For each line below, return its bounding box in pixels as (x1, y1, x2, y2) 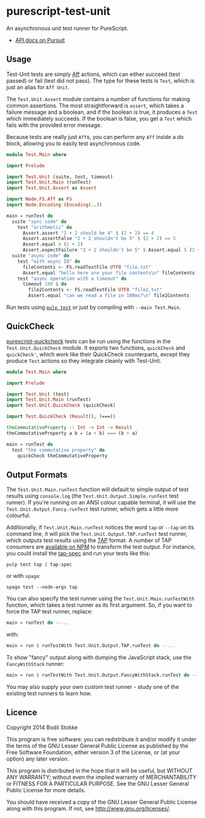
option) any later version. (6, 755, 69, 762)
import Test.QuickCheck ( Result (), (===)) (6, 413, 116, 420)
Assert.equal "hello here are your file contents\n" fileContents (22, 269, 195, 276)
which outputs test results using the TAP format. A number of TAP (6, 537, 172, 544)
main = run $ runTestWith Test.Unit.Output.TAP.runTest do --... (6, 643, 176, 649)
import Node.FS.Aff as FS (6, 196, 72, 203)
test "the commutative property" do (12, 447, 105, 453)
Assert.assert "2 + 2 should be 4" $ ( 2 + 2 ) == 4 (22, 230, 154, 236)
